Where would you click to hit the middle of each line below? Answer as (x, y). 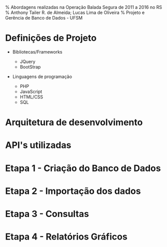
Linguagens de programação (42, 76)
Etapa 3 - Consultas (47, 214)
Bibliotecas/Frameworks (37, 51)
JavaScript (31, 91)
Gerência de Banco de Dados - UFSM (44, 18)
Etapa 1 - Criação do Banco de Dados (83, 168)
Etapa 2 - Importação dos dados (73, 191)
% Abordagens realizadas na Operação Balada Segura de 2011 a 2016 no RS (84, 7)
